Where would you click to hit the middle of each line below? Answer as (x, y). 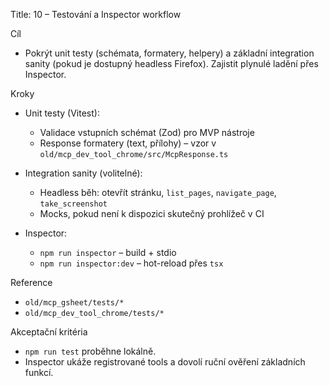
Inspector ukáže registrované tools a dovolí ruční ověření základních (165, 362)
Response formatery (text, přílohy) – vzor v (128, 143)
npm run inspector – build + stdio (108, 252)
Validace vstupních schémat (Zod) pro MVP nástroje (147, 132)
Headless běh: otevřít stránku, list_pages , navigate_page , (158, 192)
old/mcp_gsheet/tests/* (74, 303)
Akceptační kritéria (49, 332)
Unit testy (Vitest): (62, 113)
